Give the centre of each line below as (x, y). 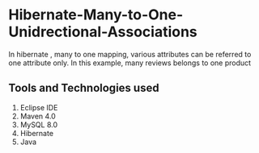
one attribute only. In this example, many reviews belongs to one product (130, 63)
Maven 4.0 (38, 116)
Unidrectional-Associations (103, 32)
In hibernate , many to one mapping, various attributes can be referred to (130, 54)
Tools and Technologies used (84, 88)
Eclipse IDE (39, 107)
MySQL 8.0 (39, 124)
